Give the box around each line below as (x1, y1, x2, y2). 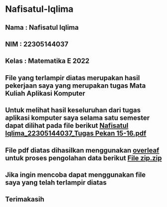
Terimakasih (5, 195, 45, 204)
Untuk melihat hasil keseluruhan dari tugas (5, 106, 141, 114)
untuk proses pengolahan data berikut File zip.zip (5, 154, 162, 162)
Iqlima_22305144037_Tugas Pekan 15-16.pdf (5, 129, 147, 138)
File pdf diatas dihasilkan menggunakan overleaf (5, 146, 160, 155)
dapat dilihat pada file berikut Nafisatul (5, 121, 129, 130)
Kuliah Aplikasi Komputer (5, 89, 85, 98)
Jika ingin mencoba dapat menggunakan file (5, 170, 146, 179)
